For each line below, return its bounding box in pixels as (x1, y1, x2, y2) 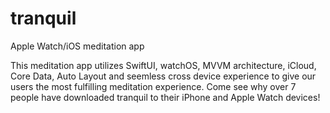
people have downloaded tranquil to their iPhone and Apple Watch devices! (10, 91, 321, 103)
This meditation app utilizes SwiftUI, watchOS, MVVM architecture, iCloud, (10, 59, 317, 71)
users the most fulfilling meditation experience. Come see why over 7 (10, 80, 297, 92)
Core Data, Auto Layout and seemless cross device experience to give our (10, 70, 317, 82)
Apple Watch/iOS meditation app (10, 40, 145, 52)
